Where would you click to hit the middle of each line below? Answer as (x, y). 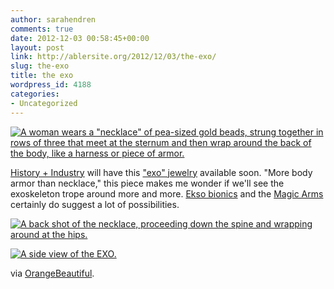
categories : (35, 94)
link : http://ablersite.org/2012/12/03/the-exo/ (113, 57)
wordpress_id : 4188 (51, 85)
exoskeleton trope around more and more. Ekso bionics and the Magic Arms (167, 193)
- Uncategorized (44, 103)
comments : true (42, 29)
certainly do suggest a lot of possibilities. (95, 204)
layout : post (37, 47)
